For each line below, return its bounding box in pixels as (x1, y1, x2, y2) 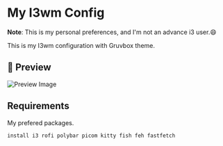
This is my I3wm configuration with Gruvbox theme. (7, 41, 155, 49)
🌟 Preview (7, 61, 51, 74)
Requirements (7, 100, 69, 112)
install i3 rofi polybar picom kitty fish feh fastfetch (7, 132, 176, 139)
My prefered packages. (7, 118, 74, 127)
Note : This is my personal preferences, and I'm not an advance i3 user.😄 (7, 28, 217, 36)
